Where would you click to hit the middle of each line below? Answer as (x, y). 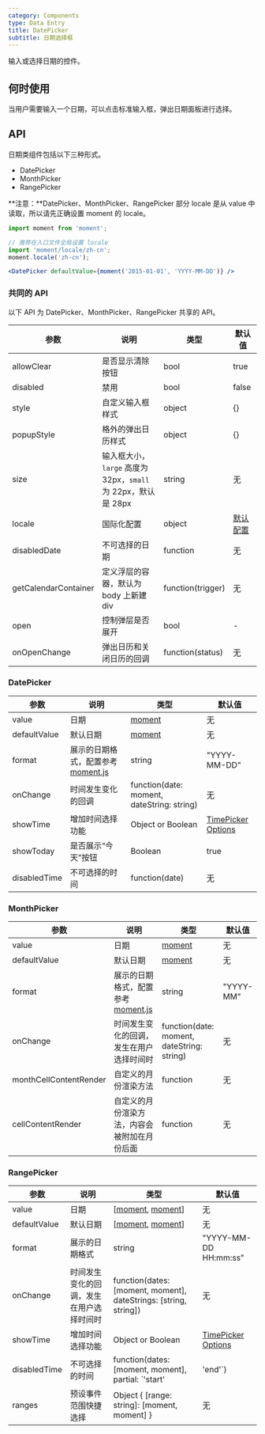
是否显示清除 (126, 361)
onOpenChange (41, 652)
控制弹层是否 (126, 620)
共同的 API (28, 294)
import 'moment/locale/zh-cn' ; (60, 250)
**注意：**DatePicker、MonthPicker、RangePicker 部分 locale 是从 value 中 (132, 203)
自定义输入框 (126, 402)
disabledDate (37, 550)
